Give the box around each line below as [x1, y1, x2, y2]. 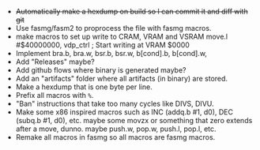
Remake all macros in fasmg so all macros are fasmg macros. [15, 133, 216, 141]
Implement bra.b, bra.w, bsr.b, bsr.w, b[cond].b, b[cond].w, [15, 49, 208, 58]
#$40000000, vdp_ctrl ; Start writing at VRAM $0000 [15, 40, 190, 50]
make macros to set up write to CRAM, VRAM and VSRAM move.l [15, 32, 228, 41]
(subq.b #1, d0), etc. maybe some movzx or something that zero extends [15, 116, 253, 125]
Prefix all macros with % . [15, 91, 94, 99]
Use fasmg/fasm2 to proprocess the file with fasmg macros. [15, 24, 212, 32]
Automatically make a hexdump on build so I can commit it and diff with [15, 7, 248, 16]
